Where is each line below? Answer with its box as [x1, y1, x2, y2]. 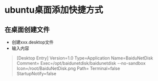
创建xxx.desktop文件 [11, 40, 54, 45]
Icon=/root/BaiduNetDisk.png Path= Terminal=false [16, 65, 120, 71]
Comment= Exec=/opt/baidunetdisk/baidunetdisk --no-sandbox [16, 61, 146, 66]
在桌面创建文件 [4, 25, 50, 34]
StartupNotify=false [16, 71, 57, 76]
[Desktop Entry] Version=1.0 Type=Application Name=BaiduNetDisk [16, 55, 154, 61]
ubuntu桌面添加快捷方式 [4, 4, 103, 16]
